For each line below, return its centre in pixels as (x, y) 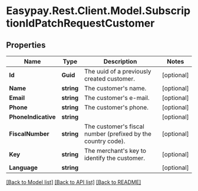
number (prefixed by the (118, 134)
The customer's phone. (117, 107)
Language (24, 167)
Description (120, 61)
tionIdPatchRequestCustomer (80, 23)
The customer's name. (115, 88)
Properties (26, 45)
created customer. (110, 79)
